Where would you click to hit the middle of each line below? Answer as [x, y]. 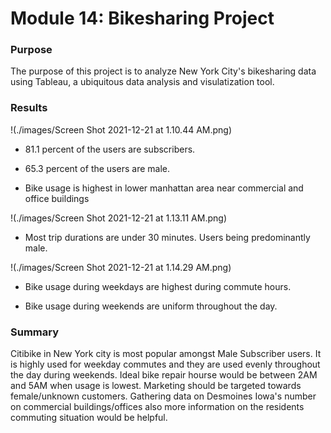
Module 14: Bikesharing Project [142, 18]
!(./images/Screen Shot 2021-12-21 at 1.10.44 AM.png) [121, 129]
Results [29, 108]
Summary [35, 332]
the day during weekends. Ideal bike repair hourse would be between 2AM [164, 375]
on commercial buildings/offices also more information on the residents [157, 407]
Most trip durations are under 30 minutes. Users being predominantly [167, 237]
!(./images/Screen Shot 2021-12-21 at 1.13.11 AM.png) [118, 218]
